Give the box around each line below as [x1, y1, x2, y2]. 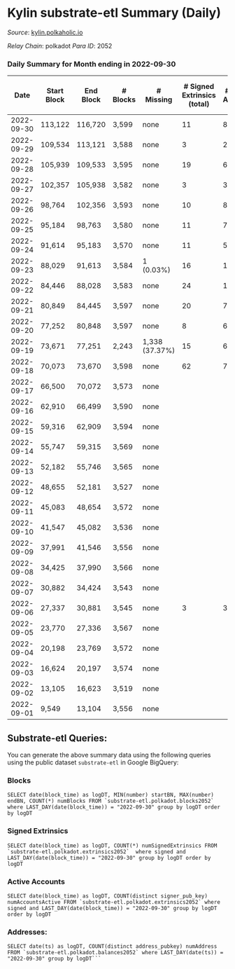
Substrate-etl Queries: [7, 732, 108, 744]
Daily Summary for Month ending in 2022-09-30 [7, 59, 176, 69]
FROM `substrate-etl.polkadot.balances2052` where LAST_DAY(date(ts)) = [7, 949, 224, 956]
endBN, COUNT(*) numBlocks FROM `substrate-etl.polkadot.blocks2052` [7, 797, 215, 805]
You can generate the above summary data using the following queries [7, 751, 211, 760]
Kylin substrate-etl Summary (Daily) [7, 5, 222, 21]
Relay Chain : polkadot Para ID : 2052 [7, 41, 113, 50]
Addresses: [7, 927, 48, 937]
